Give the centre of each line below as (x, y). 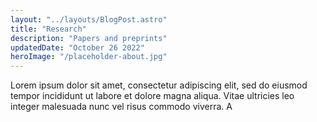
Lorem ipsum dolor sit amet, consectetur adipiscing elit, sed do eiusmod (159, 85)
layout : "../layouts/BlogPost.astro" (89, 19)
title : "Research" (48, 29)
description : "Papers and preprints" (89, 38)
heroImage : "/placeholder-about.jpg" (89, 57)
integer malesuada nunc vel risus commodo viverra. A (121, 107)
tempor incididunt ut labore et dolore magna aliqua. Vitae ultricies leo (152, 96)
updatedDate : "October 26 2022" (77, 47)
